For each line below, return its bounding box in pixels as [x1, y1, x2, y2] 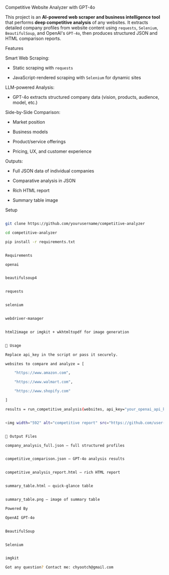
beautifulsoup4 [5, 275, 37, 280]
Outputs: [5, 158, 24, 164]
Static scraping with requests [12, 65, 73, 71]
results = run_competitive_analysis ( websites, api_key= [5, 407, 125, 412]
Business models [12, 129, 48, 135]
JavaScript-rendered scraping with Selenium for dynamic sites [12, 75, 141, 80]
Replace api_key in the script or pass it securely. [5, 352, 118, 357]
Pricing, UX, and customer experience [12, 148, 92, 154]
